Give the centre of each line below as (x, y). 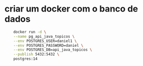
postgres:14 (25, 59)
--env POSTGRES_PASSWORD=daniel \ (48, 45)
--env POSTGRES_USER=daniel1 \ (45, 41)
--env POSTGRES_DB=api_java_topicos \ (53, 50)
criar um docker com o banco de (71, 9)
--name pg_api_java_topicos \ (44, 36)
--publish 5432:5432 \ (36, 54)
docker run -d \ (30, 32)
